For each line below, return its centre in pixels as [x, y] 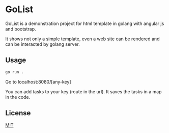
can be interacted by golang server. [43, 44]
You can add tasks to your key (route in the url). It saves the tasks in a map [83, 91]
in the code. [18, 97]
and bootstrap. [21, 29]
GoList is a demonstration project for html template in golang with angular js [85, 23]
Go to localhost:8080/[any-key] [38, 82]
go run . [15, 72]
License [18, 113]
